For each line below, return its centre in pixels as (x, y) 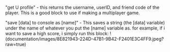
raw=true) (16, 44)
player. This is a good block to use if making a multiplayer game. (73, 13)
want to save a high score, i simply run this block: (57, 33)
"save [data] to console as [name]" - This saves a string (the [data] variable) (85, 23)
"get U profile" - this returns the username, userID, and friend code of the (82, 7)
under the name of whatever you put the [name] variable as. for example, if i (85, 28)
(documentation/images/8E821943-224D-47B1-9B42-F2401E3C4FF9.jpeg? (84, 39)
